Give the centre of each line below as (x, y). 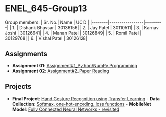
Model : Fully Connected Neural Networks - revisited (66, 109)
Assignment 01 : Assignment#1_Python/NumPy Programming (75, 65)
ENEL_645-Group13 (46, 9)
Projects (18, 87)
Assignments (26, 54)
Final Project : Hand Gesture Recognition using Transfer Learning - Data (86, 98)
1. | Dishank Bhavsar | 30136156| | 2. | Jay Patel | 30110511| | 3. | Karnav (85, 27)
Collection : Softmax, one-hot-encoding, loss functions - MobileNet (82, 104)
